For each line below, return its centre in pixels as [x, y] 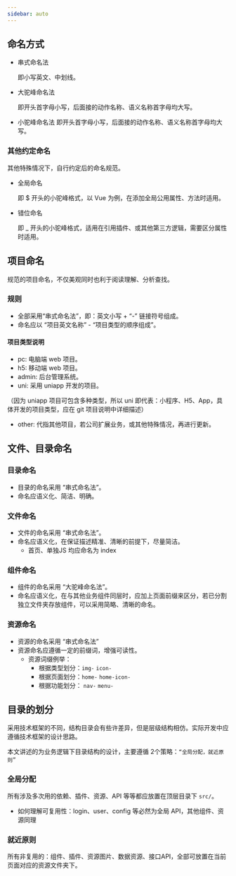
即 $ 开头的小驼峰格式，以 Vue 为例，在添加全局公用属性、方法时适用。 [121, 197]
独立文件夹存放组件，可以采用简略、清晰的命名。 [88, 605]
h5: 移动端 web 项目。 [50, 368]
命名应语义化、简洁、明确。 [58, 496]
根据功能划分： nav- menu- [76, 685]
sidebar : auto [28, 14]
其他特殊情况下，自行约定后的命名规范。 [66, 168]
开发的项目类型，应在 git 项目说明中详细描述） [80, 409]
